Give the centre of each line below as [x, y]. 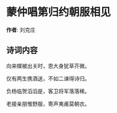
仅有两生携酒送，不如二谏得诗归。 [48, 79]
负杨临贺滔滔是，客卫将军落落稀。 [48, 91]
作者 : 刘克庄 [21, 30]
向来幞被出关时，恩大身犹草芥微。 [48, 65]
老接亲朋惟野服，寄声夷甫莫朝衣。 [48, 103]
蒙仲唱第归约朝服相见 [59, 12]
